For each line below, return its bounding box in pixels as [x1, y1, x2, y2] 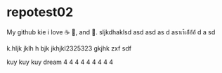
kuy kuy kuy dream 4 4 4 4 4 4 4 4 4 [6, 58, 114, 66]
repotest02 [6, 4, 74, 20]
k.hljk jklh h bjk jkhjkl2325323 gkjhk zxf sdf [6, 44, 131, 53]
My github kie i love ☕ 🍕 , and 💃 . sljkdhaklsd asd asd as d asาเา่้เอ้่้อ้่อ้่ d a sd [6, 27, 216, 36]
